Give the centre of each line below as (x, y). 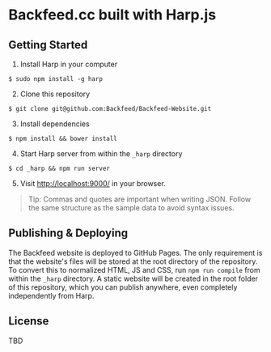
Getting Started (48, 45)
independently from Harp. (51, 295)
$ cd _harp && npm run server (59, 168)
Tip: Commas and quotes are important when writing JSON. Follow (140, 199)
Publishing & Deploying (68, 233)
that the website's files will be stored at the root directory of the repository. (133, 261)
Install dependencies (55, 124)
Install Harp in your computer (69, 64)
